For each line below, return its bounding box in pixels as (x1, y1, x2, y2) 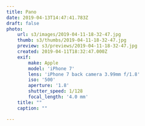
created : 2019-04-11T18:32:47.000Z (17, 49, 108, 55)
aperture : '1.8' (28, 83, 69, 89)
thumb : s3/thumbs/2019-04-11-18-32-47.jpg (17, 37, 127, 43)
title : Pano (6, 9, 37, 15)
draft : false (6, 20, 40, 26)
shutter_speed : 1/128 (28, 88, 83, 94)
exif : (17, 54, 32, 60)
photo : (6, 26, 23, 32)
